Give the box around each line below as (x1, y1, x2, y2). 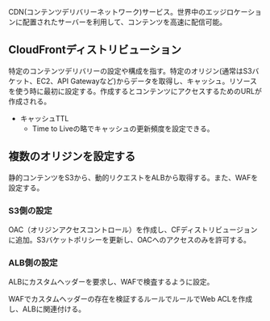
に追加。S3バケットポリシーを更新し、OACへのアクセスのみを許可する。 (8, 234, 251, 244)
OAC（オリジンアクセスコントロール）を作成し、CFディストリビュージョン (8, 225, 258, 234)
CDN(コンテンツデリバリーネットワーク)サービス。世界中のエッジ (8, 7, 227, 16)
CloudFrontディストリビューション (8, 43, 182, 57)
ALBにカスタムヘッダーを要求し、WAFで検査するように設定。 (8, 277, 214, 287)
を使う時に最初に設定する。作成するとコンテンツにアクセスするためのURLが (8, 86, 262, 95)
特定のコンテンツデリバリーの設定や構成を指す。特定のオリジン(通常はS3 (8, 65, 252, 75)
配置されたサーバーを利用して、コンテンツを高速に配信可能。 (22, 17, 227, 27)
